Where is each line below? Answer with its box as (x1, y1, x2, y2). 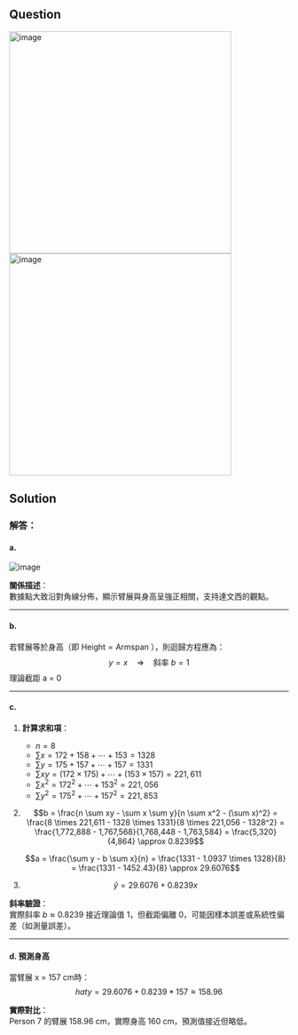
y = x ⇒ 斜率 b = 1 (108, 657, 190, 667)
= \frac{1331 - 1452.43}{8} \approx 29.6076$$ (70, 863, 240, 873)
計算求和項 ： (21, 722, 69, 733)
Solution (9, 491, 57, 506)
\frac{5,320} (231, 826, 278, 838)
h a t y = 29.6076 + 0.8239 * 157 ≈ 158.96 (74, 986, 223, 998)
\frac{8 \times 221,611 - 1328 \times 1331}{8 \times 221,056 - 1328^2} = (26, 817, 286, 828)
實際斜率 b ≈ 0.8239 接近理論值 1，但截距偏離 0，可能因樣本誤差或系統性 (9, 910, 278, 920)
